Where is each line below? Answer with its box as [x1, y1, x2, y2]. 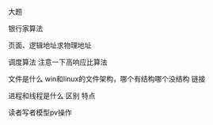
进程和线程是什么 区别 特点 [8, 91, 96, 100]
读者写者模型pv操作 [8, 108, 73, 117]
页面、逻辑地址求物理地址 [8, 40, 92, 50]
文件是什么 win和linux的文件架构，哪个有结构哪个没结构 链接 [8, 74, 206, 83]
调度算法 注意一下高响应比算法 [8, 58, 108, 66]
